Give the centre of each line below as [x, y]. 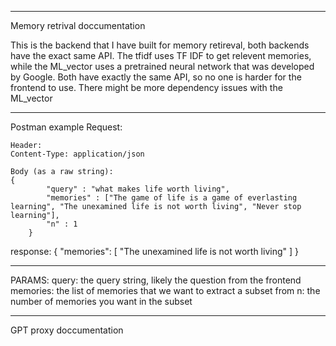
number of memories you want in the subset [101, 301]
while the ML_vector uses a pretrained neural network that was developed [162, 66]
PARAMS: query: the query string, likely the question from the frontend [156, 280]
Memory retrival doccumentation [78, 25]
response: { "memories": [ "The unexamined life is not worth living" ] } [154, 251]
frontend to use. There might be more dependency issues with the [146, 87]
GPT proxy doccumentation [67, 330]
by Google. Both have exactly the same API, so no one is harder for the [156, 77]
